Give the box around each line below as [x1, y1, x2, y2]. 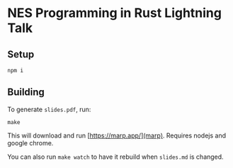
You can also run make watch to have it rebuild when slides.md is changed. [7, 152, 225, 161]
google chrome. [7, 138, 54, 147]
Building [7, 86, 45, 99]
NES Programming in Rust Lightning [7, 5, 222, 21]
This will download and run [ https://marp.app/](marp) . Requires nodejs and [7, 131, 227, 140]
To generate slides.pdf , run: [7, 105, 91, 113]
